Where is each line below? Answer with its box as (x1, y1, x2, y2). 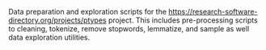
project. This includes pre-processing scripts (108, 15, 259, 25)
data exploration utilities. (8, 32, 91, 42)
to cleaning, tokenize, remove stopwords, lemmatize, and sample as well (8, 24, 250, 33)
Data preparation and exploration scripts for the (8, 7, 167, 16)
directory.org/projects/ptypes (8, 15, 107, 25)
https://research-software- (168, 7, 258, 16)
